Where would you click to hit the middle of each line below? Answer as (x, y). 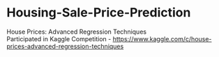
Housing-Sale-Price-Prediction (99, 13)
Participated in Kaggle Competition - (59, 38)
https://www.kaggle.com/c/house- (162, 38)
